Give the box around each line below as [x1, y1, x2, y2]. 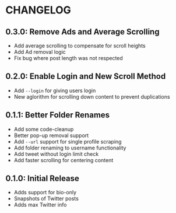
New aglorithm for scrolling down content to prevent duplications [13, 93, 170, 100]
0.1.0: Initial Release [5, 173, 80, 184]
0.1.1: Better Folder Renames [5, 110, 110, 120]
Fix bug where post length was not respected [13, 55, 123, 61]
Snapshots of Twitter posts [13, 195, 79, 202]
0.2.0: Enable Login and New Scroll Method [5, 71, 166, 82]
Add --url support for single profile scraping [13, 138, 122, 145]
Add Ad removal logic [13, 48, 66, 55]
